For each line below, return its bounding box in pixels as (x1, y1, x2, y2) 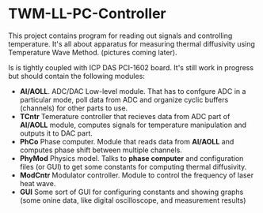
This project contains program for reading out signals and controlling (8, 31, 233, 40)
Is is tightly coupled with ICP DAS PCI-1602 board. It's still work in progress (8, 62, 254, 72)
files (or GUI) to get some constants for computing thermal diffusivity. (19, 162, 247, 171)
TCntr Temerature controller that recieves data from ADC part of (19, 111, 231, 121)
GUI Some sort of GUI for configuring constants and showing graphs (19, 187, 244, 196)
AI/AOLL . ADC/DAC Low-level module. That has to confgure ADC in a (19, 86, 246, 95)
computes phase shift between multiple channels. (19, 145, 182, 155)
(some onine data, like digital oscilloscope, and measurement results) (19, 195, 246, 205)
